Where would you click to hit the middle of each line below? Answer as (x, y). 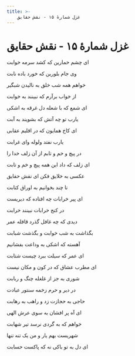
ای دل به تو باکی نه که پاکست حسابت (48, 347)
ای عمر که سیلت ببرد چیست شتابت (45, 256)
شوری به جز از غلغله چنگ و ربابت (43, 278)
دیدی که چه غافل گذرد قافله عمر (42, 221)
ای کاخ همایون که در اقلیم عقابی (42, 130)
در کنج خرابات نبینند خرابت (36, 210)
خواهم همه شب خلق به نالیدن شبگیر (46, 85)
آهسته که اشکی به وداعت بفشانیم (43, 244)
